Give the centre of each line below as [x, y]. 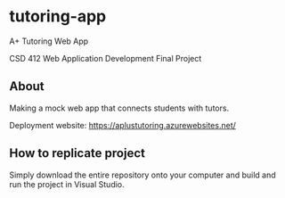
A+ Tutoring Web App [49, 41]
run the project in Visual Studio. [67, 184]
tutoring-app [58, 16]
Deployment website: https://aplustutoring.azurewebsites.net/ [122, 125]
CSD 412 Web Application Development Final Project [106, 58]
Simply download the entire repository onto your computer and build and [142, 175]
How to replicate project [77, 153]
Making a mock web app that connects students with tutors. [119, 108]
